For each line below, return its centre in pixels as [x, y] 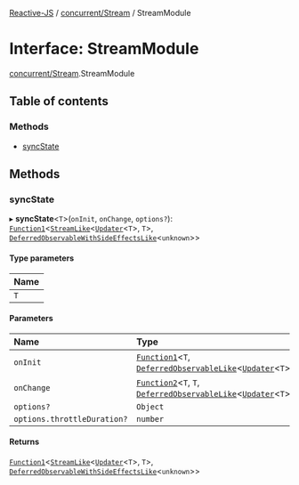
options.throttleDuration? [71, 419]
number [150, 419]
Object [150, 407]
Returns [24, 442]
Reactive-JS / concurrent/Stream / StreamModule [100, 13]
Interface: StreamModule [104, 49]
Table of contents [59, 101]
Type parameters [42, 258]
